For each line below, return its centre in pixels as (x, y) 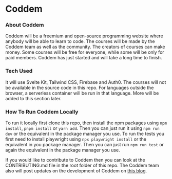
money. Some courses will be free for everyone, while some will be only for (85, 52)
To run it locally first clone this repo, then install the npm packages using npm (86, 123)
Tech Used (19, 71)
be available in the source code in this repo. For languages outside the (80, 87)
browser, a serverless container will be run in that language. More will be (82, 93)
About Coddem (25, 25)
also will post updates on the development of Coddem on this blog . (76, 171)
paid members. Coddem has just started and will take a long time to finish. (84, 58)
